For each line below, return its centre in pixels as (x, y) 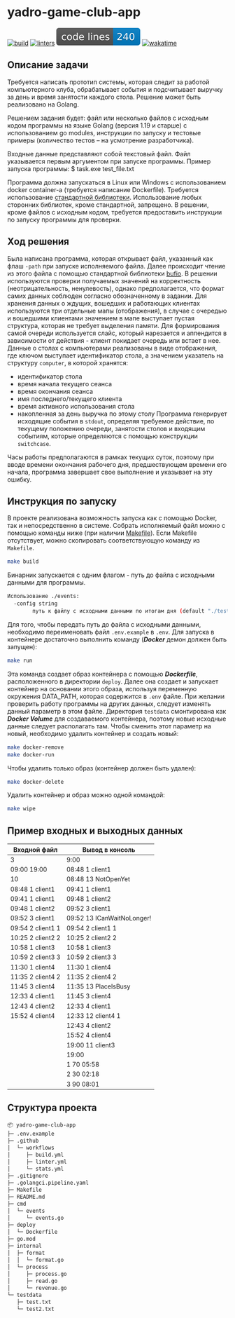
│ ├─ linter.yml (37, 1162)
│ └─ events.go (36, 1218)
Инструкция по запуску (62, 501)
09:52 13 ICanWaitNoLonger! (109, 918)
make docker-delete (36, 782)
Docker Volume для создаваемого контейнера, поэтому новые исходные (117, 719)
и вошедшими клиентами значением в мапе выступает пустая (101, 318)
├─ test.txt (34, 1302)
